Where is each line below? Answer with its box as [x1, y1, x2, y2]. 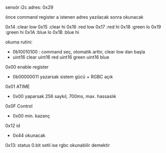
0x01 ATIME [5, 83, 30, 89]
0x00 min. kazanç [12, 113, 51, 119]
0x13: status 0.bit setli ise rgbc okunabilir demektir [5, 142, 110, 148]
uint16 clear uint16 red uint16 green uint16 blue [12, 54, 110, 60]
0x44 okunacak [12, 132, 46, 138]
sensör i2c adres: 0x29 [5, 5, 54, 10]
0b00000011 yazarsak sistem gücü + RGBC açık [12, 74, 113, 80]
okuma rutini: [5, 39, 33, 45]
